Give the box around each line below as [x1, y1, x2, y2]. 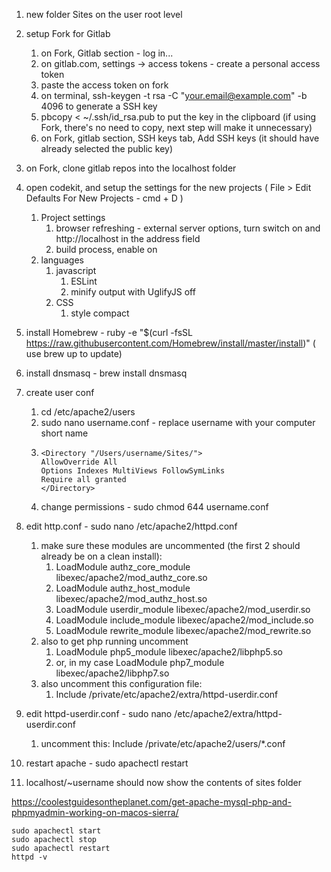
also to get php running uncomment [40, 635, 189, 647]
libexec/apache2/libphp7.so [55, 667, 170, 679]
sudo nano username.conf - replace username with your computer [40, 417, 316, 428]
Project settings [40, 212, 106, 223]
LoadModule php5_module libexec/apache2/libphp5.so [55, 646, 283, 658]
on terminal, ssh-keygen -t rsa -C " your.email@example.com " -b [40, 90, 308, 101]
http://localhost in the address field [55, 233, 201, 244]
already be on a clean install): [40, 550, 163, 562]
